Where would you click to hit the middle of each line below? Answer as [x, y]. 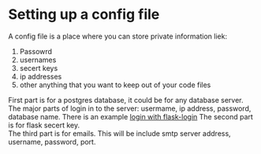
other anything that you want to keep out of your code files [115, 85]
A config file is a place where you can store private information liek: [117, 36]
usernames [38, 60]
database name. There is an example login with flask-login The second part [131, 116]
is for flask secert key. [44, 125]
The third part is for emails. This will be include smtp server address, [119, 133]
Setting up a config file [84, 15]
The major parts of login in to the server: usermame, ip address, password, [130, 108]
